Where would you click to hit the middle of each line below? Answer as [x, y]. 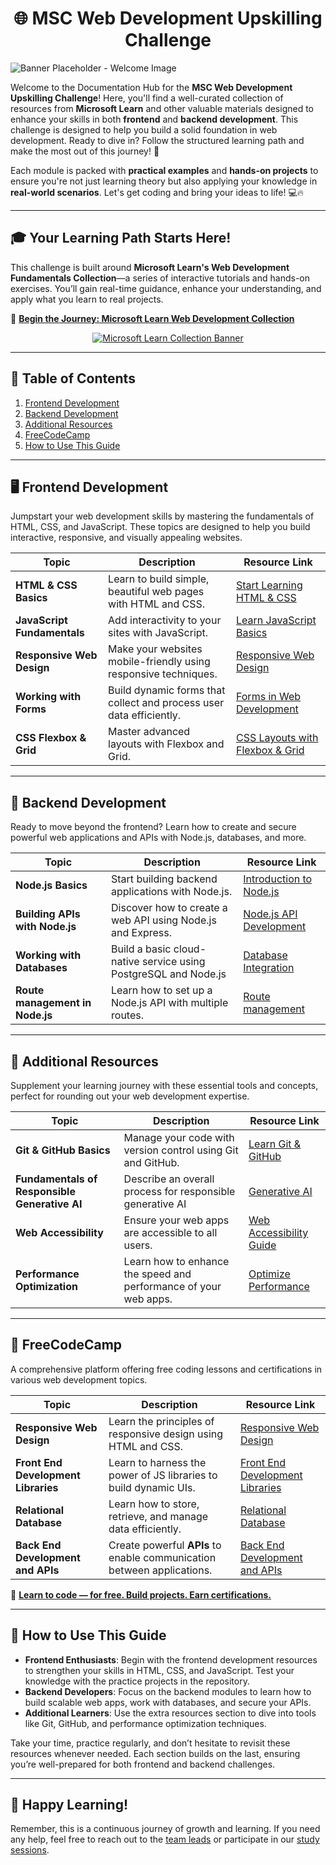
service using [173, 962]
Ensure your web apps [176, 1220]
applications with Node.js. [172, 892]
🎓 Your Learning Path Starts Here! [121, 238]
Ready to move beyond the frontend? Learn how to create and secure [153, 827]
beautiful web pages [156, 592]
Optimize [269, 1274]
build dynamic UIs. [152, 1487]
